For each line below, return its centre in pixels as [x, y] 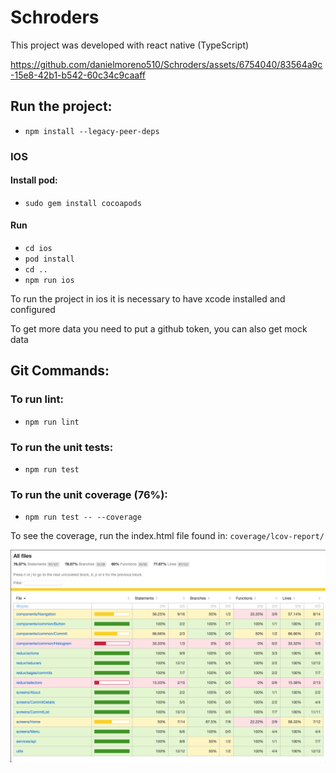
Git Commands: [60, 371]
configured [33, 310]
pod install [49, 259]
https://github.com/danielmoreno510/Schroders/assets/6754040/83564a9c [166, 64]
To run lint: [37, 399]
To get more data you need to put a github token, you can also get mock [159, 329]
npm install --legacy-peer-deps [92, 131]
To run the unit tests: [62, 447]
